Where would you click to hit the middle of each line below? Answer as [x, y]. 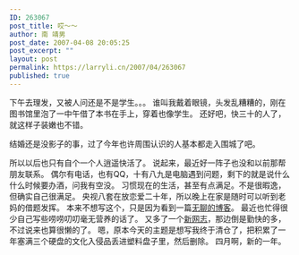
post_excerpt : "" [42, 51]
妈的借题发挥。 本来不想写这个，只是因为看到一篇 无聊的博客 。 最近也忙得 [145, 208]
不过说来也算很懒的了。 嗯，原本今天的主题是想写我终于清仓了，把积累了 [144, 230]
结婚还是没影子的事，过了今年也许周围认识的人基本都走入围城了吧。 [135, 143]
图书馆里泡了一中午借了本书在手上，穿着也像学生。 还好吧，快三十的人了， [148, 114]
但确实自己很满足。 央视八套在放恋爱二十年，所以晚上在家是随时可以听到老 [148, 196]
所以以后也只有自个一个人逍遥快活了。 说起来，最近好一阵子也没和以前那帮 [148, 163]
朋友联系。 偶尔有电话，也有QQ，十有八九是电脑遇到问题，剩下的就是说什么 [150, 174]
